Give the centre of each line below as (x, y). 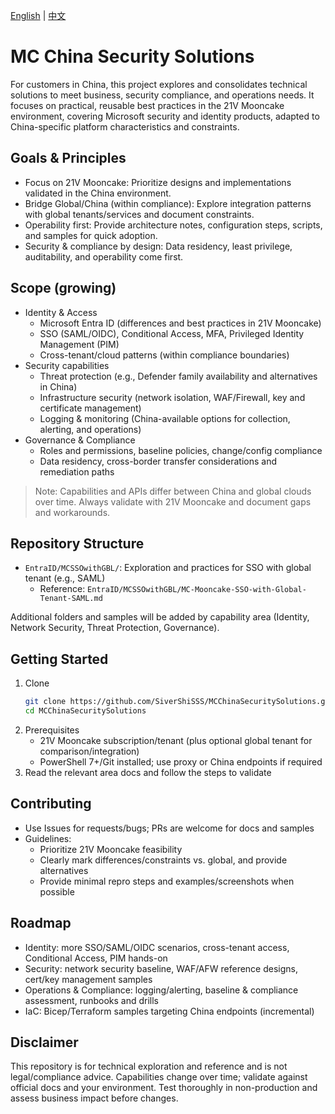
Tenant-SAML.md (71, 599)
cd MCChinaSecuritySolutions (85, 711)
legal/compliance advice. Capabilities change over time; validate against (159, 1077)
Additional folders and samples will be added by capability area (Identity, (160, 617)
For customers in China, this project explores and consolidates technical (159, 84)
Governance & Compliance (80, 440)
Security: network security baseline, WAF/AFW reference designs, (161, 968)
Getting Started (59, 659)
